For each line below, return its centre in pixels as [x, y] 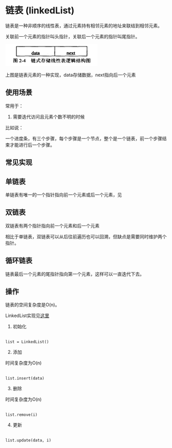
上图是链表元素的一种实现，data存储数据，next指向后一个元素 [71, 75]
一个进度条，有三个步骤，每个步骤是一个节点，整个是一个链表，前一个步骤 [84, 138]
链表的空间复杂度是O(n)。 [33, 305]
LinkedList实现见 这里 [27, 316]
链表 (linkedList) [40, 10]
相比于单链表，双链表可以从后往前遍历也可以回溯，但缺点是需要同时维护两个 [86, 236]
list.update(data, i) [28, 440]
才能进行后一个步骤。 [32, 145]
